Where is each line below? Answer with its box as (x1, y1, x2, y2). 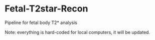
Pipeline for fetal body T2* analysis (5, 19, 77, 25)
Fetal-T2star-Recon (5, 3, 88, 14)
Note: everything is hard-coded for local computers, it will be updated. (5, 29, 150, 35)
